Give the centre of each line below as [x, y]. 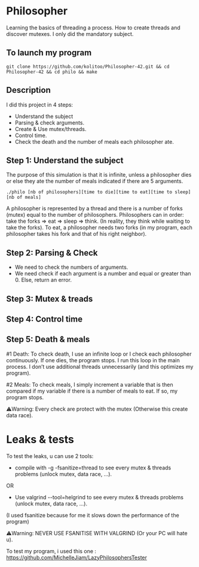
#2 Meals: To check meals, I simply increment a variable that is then [90, 384]
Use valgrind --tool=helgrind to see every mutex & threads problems [99, 497]
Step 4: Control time [44, 319]
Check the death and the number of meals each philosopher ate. [94, 141]
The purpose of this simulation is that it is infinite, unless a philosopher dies [99, 175]
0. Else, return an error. [43, 280]
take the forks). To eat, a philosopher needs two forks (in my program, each [99, 228]
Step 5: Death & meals [48, 339]
